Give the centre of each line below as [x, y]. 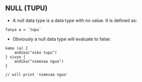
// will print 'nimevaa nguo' [37, 74]
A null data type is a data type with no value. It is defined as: [75, 20]
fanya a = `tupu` [23, 30]
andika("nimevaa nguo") [39, 61]
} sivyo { [16, 57]
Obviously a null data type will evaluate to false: [62, 39]
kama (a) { [17, 48]
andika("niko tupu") [36, 52]
